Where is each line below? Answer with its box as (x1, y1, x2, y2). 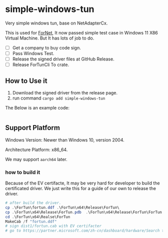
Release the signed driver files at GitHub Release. (12, 56, 114, 62)
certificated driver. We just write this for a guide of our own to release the (5, 185, 156, 191)
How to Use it (5, 76, 47, 85)
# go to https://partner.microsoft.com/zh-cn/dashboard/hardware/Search (5, 228, 160, 233)
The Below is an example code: (5, 105, 70, 110)
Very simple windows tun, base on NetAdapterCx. (5, 20, 108, 26)
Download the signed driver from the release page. (12, 90, 118, 95)
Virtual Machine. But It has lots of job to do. (5, 35, 94, 41)
